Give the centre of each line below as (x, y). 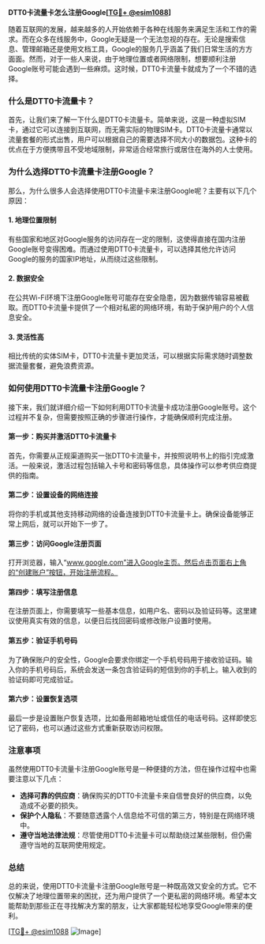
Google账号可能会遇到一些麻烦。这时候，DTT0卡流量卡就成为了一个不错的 (129, 69)
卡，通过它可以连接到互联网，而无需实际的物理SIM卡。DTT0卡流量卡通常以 (131, 130)
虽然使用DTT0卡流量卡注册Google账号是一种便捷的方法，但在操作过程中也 (129, 769)
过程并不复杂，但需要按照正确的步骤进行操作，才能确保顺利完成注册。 (122, 417)
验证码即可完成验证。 (43, 679)
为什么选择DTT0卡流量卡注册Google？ (82, 172)
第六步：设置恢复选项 (43, 699)
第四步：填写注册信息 (43, 591)
